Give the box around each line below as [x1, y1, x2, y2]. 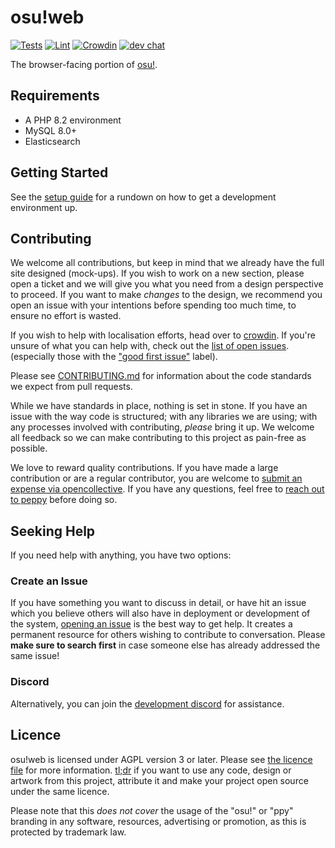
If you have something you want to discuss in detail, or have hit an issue [10, 597, 307, 609]
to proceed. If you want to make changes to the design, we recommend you [10, 289, 323, 301]
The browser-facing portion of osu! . [10, 58, 158, 70]
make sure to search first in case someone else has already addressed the [10, 639, 321, 651]
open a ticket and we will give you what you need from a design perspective [10, 278, 324, 290]
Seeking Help [10, 522, 96, 540]
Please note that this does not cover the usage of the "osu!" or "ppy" [10, 804, 294, 816]
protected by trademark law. [10, 826, 127, 838]
